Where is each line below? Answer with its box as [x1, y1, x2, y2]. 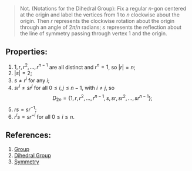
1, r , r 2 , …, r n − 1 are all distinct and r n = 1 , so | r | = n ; [14, 62, 136, 71]
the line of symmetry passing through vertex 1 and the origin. [19, 30, 167, 37]
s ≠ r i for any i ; [14, 76, 50, 84]
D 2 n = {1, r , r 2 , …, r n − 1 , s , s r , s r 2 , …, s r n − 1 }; [52, 93, 153, 103]
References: [5, 130, 51, 140]
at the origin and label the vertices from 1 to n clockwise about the [19, 11, 180, 18]
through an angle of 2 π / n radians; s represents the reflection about [19, 24, 182, 31]
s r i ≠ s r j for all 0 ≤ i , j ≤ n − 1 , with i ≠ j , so [14, 83, 115, 91]
